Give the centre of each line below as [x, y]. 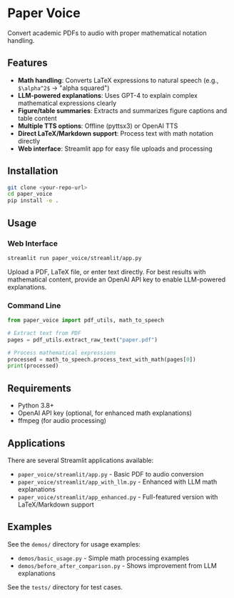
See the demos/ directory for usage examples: [74, 544]
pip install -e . [33, 201]
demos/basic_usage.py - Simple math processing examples [103, 558]
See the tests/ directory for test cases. [65, 587]
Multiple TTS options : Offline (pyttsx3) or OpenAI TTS [98, 126]
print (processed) [33, 366]
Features [27, 63]
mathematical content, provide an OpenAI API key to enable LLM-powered [117, 279]
